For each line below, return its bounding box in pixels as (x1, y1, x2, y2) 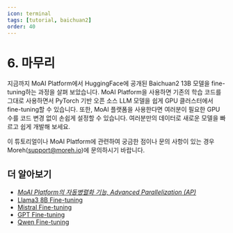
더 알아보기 (7, 168, 52, 180)
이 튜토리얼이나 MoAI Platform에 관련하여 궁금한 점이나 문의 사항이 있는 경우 (7, 137, 215, 146)
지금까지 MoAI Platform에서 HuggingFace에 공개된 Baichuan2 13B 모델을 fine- (7, 79, 225, 87)
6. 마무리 (7, 55, 56, 71)
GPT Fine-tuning (17, 211, 65, 219)
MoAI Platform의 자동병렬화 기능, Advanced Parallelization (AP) (17, 188, 197, 196)
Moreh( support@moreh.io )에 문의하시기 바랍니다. (7, 146, 145, 155)
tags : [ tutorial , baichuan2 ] (7, 17, 92, 24)
